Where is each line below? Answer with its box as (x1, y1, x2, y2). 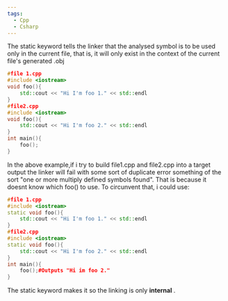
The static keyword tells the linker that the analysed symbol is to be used (7, 42, 215, 51)
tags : (7, 10, 23, 17)
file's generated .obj (7, 57, 65, 65)
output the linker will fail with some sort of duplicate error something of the (7, 168, 222, 176)
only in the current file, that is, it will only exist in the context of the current (7, 49, 220, 58)
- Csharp (13, 23, 39, 30)
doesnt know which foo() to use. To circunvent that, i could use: (7, 182, 190, 191)
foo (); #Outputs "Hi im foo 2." (19, 267, 111, 275)
